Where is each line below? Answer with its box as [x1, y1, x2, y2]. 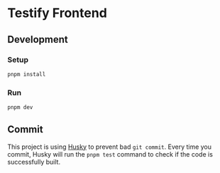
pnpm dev [7, 104, 33, 111]
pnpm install [7, 70, 46, 78]
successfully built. [7, 157, 61, 166]
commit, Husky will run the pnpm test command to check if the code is [7, 150, 213, 158]
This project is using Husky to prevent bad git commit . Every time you [7, 142, 211, 151]
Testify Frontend [7, 5, 108, 21]
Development [7, 33, 69, 46]
